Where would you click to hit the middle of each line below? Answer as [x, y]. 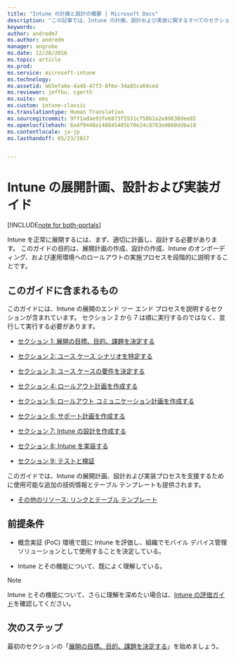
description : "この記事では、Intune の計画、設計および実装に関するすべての [108, 20]
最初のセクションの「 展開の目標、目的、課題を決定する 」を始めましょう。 [115, 646]
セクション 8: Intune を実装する [63, 446]
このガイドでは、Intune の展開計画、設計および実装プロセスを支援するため [116, 476]
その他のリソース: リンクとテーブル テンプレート [87, 500]
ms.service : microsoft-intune [52, 73]
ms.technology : [29, 79]
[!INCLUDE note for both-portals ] [54, 225]
